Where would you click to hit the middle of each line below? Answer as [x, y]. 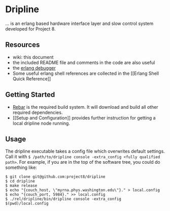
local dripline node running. [41, 123]
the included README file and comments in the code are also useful [84, 63]
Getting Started [30, 95]
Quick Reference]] [32, 79]
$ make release [21, 186]
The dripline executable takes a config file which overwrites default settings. [85, 152]
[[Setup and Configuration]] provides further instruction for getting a [84, 117]
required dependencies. [38, 112]
